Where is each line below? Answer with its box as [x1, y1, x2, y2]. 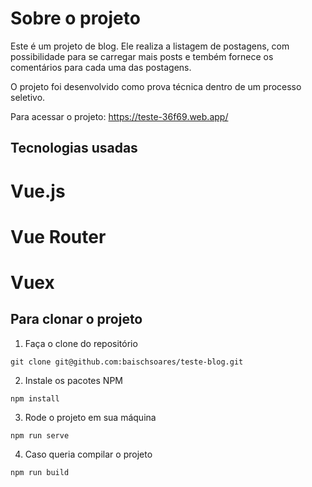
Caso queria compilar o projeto [24, 448, 153, 460]
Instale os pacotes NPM [24, 374, 123, 386]
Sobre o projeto [10, 7, 141, 30]
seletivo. [10, 91, 46, 103]
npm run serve [10, 430, 70, 441]
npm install [10, 393, 60, 404]
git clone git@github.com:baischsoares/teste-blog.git [10, 357, 244, 367]
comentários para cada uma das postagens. [10, 61, 192, 73]
